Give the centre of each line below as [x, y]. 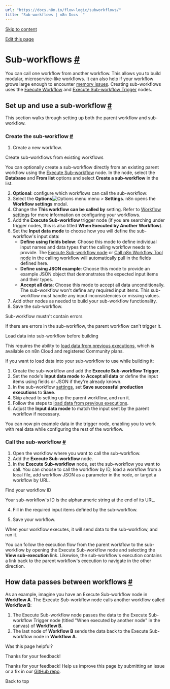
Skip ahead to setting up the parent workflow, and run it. [71, 398]
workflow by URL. [31, 480]
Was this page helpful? [29, 646]
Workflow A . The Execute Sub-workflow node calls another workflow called [85, 600]
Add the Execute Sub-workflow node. [53, 458]
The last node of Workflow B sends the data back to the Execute [80, 631]
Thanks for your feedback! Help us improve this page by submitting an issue [85, 666]
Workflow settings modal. [40, 204]
